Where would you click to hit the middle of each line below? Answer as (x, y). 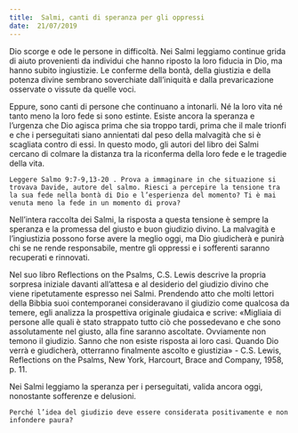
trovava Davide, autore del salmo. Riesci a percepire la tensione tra (145, 187)
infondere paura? (41, 420)
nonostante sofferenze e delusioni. (72, 396)
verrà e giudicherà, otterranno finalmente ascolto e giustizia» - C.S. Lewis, (145, 350)
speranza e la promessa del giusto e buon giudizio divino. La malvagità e (142, 229)
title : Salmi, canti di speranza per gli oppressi (107, 17)
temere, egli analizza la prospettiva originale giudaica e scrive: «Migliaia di (145, 312)
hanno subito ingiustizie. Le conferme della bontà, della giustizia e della (140, 70)
